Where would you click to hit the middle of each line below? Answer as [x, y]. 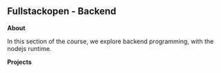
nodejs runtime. [29, 48]
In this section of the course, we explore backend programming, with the [110, 41]
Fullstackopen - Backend [62, 11]
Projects [20, 62]
